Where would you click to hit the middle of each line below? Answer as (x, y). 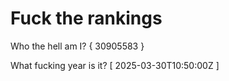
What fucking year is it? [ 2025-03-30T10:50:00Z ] (115, 65)
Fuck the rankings (86, 18)
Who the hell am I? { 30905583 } (77, 46)
